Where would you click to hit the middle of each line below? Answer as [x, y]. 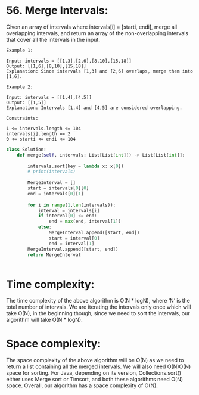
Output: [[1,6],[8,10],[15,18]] [46, 66]
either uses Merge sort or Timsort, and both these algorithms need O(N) [95, 380]
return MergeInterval [55, 255]
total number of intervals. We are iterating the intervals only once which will [99, 307]
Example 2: [20, 87]
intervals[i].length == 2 [38, 134]
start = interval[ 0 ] [74, 238]
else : [45, 227]
